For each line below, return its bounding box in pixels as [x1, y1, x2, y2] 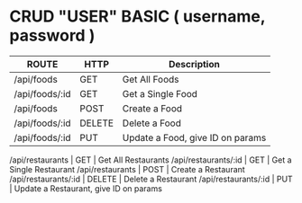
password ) [9, 25, 96, 46]
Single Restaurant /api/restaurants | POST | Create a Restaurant [9, 163, 245, 174]
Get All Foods [122, 73, 179, 85]
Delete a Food [122, 117, 182, 129]
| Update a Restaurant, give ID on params [9, 182, 162, 194]
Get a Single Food [122, 87, 198, 100]
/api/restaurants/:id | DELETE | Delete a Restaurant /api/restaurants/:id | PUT [9, 173, 293, 184]
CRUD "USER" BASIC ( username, [9, 6, 266, 27]
